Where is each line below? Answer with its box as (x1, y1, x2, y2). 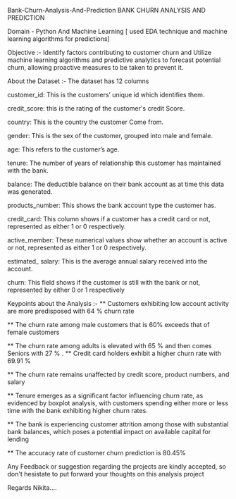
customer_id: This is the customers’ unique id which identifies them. (7, 91, 205, 99)
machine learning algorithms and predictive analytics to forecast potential (7, 56, 221, 64)
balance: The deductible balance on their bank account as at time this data (7, 180, 224, 188)
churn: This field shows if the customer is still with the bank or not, (7, 278, 201, 286)
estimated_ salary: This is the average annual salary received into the (7, 257, 208, 265)
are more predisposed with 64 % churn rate (7, 307, 135, 315)
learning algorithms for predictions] (7, 35, 111, 43)
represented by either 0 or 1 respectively (7, 285, 125, 294)
